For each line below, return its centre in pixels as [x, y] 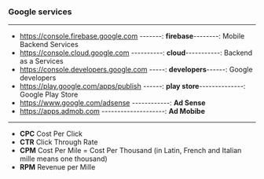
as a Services [42, 61]
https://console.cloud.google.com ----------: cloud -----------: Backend [136, 53]
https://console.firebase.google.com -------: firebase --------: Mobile [132, 36]
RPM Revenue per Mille [57, 167]
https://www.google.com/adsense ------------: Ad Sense [112, 103]
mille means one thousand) [63, 159]
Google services [40, 12]
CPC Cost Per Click [51, 134]
